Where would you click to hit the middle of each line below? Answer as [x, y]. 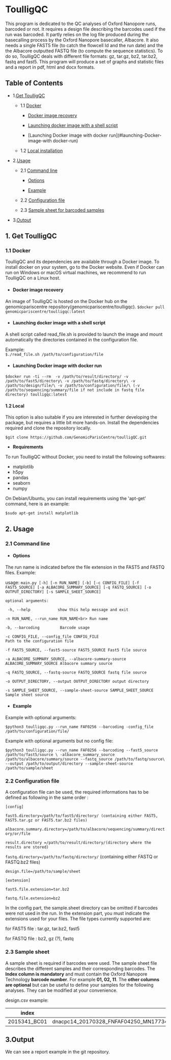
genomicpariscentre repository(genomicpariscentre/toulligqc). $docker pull [85, 307]
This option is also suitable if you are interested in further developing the [81, 417]
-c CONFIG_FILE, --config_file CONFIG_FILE [52, 636]
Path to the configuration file [39, 641]
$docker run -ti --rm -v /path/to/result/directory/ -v [67, 377]
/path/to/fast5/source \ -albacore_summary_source [60, 754]
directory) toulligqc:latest [36, 395]
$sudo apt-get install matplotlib [42, 513]
